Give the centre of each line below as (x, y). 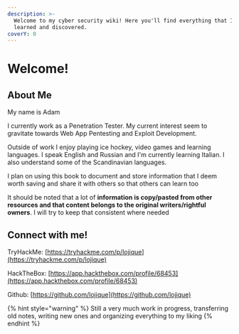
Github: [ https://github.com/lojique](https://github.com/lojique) (99, 295)
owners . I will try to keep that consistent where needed (88, 212)
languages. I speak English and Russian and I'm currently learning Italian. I (116, 155)
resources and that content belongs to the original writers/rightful (107, 205)
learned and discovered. (51, 27)
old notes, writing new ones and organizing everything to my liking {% (110, 316)
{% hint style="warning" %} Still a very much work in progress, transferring (118, 308)
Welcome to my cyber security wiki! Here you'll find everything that (121, 21)
